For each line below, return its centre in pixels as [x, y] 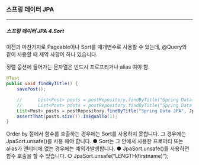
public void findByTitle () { [42, 84]
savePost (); [31, 89]
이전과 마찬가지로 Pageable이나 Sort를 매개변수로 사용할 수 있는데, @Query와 [97, 47]
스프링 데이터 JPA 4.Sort [35, 31]
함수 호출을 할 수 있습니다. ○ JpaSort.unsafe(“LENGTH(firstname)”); [87, 156]
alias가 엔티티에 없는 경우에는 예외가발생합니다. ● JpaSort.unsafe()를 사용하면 [98, 148]
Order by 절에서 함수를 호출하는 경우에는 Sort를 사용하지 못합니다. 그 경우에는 [96, 134]
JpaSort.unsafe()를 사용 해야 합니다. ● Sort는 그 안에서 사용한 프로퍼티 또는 [95, 141]
